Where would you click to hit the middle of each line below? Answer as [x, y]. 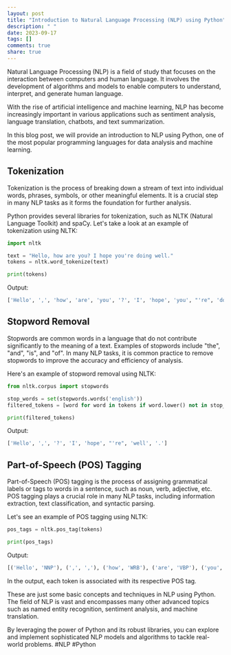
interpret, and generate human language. [65, 93]
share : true [24, 52]
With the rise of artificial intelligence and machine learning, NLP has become [115, 107]
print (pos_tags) [30, 542]
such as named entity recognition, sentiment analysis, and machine [102, 609]
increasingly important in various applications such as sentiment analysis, [111, 114]
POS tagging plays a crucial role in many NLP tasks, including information [111, 496]
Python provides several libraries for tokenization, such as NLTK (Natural [110, 216]
